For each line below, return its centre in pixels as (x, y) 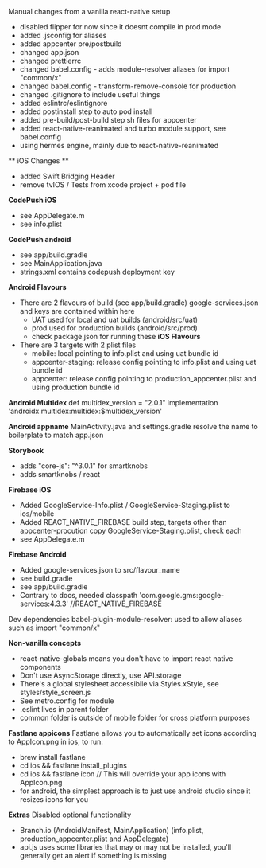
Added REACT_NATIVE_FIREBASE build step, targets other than (123, 522)
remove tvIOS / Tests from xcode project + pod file (103, 185)
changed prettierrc (50, 61)
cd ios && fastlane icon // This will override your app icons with (123, 774)
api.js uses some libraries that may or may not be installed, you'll (125, 847)
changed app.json (49, 52)
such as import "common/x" (54, 628)
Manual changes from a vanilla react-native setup (89, 12)
